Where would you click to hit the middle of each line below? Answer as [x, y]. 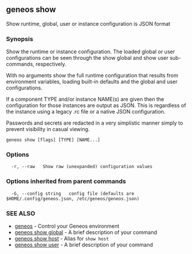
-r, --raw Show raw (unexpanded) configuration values [82, 167]
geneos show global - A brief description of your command [86, 232]
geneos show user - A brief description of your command [84, 245]
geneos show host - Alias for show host [62, 238]
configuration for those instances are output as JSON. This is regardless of [96, 105]
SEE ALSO [21, 213]
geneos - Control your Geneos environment [67, 226]
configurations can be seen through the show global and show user [87, 58]
